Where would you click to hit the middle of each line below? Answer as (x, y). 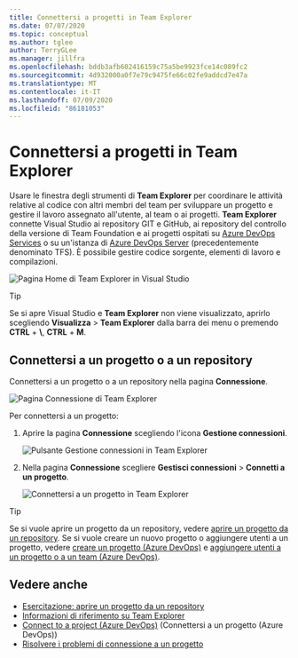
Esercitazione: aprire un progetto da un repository (113, 606)
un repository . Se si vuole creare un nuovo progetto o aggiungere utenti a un (149, 538)
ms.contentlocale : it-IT (55, 91)
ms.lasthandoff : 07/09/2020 (61, 100)
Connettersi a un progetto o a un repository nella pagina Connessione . (139, 381)
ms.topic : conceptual (49, 34)
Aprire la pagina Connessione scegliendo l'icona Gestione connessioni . (155, 433)
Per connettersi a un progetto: (64, 416)
